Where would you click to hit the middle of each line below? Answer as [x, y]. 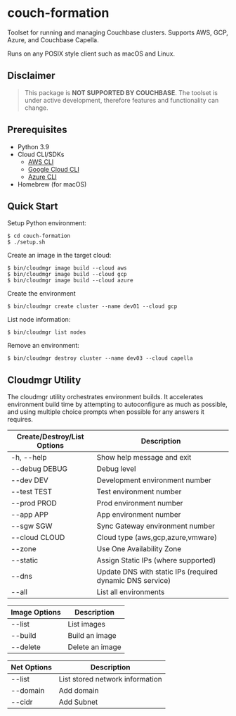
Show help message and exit [144, 458]
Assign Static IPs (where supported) [156, 560]
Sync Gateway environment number [156, 526]
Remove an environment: [43, 346]
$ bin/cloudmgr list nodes [47, 332]
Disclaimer [31, 76]
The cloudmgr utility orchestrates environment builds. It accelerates [105, 397]
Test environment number [139, 492]
